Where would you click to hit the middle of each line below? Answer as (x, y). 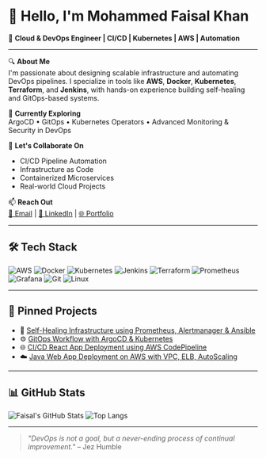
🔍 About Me (29, 61)
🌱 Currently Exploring (45, 113)
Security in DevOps (40, 130)
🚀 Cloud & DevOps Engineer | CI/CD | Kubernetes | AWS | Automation (124, 38)
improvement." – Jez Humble (75, 447)
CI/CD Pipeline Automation (63, 161)
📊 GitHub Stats (47, 393)
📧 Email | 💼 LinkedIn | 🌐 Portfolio (61, 213)
